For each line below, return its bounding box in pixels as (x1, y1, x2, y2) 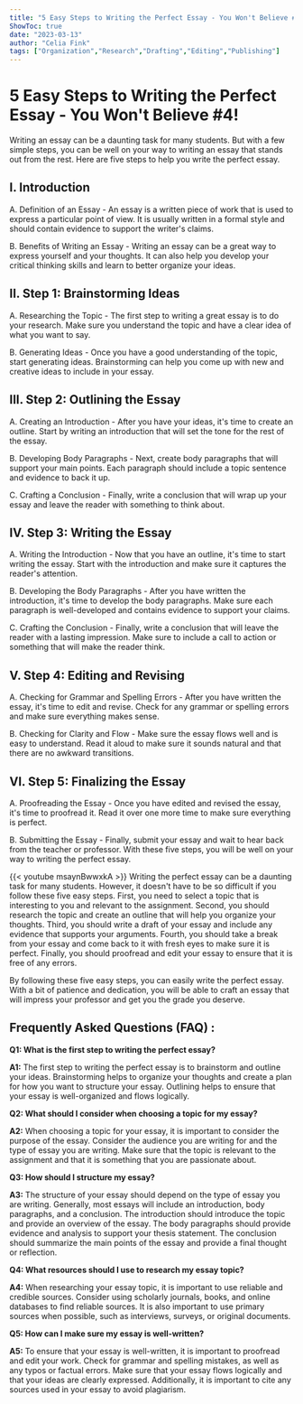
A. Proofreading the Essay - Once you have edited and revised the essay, (9, 797, 281, 808)
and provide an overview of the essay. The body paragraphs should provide (9, 1218, 291, 1229)
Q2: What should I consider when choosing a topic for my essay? (9, 1108, 259, 1119)
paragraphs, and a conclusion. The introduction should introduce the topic (9, 1208, 286, 1219)
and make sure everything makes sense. (9, 711, 160, 722)
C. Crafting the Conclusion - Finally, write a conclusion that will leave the (9, 622, 280, 633)
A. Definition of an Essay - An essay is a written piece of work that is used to (9, 204, 294, 215)
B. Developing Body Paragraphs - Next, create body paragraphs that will (9, 452, 279, 463)
